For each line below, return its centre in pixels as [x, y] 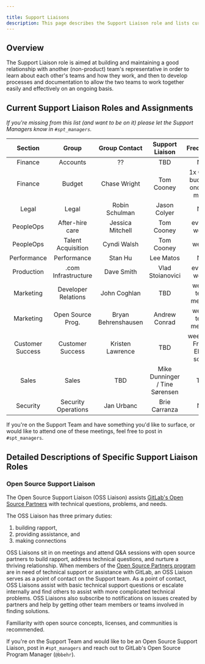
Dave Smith [120, 272]
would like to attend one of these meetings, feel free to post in [85, 431]
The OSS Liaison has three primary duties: [59, 516]
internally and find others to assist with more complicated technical [91, 591]
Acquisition [73, 248]
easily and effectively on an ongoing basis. [60, 89]
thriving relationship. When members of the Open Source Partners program [101, 565]
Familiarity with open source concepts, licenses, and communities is [92, 623]
